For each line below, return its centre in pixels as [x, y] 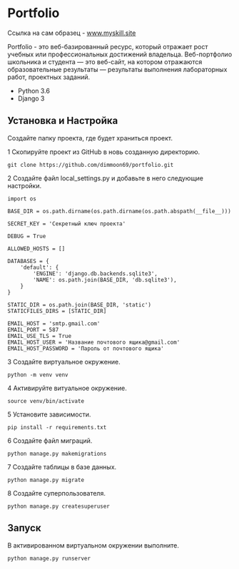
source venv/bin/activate [46, 401]
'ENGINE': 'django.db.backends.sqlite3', [96, 273]
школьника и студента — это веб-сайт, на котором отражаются [105, 61]
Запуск [24, 528]
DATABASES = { [29, 261]
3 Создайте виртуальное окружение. [64, 362]
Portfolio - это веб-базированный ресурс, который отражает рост [108, 46]
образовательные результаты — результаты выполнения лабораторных [117, 69]
